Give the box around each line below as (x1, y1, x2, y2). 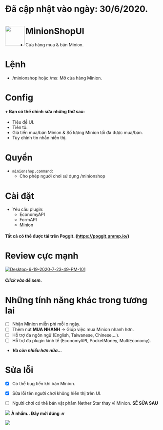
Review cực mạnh (5, 250, 79, 261)
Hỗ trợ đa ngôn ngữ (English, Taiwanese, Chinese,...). (12, 332, 120, 338)
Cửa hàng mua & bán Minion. (25, 42, 84, 48)
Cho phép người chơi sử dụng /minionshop (19, 173, 105, 179)
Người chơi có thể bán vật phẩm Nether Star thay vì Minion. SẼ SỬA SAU (12, 400, 158, 406)
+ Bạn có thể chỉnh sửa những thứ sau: (5, 108, 85, 114)
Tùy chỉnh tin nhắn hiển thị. (12, 135, 67, 141)
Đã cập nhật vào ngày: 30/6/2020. (5, 3, 148, 15)
